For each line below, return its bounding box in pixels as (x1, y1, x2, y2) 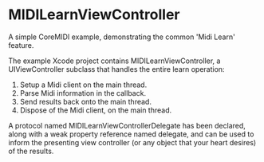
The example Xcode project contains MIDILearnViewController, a (8, 56, 221, 65)
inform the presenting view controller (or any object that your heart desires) (8, 137, 257, 147)
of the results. (8, 146, 54, 156)
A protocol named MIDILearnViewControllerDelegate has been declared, (8, 121, 246, 130)
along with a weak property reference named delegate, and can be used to (8, 129, 254, 139)
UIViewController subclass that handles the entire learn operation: (8, 64, 225, 73)
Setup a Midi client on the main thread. (19, 80, 148, 89)
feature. (8, 40, 34, 49)
